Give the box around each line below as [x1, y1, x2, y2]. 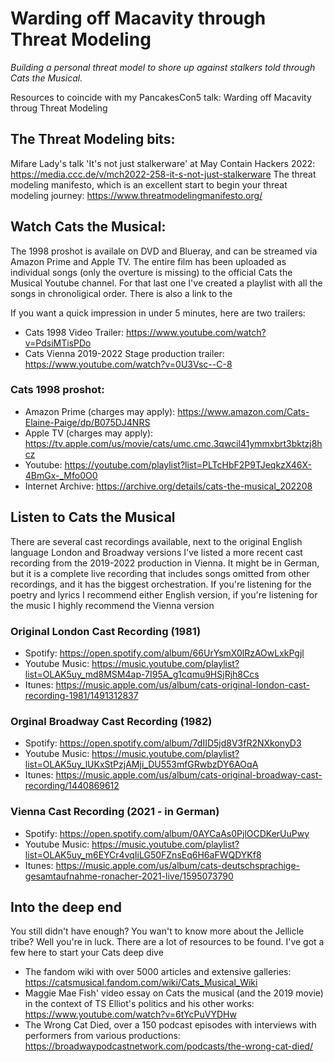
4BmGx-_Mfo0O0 [24, 469, 98, 481]
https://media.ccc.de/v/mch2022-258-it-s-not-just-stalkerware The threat [10, 168, 317, 180]
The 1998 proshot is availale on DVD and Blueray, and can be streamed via [10, 245, 318, 257]
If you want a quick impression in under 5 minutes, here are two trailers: [10, 307, 306, 319]
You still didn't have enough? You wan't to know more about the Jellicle [10, 925, 305, 937]
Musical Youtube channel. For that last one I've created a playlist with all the [10, 277, 323, 289]
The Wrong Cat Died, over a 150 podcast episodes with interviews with [24, 1019, 317, 1031]
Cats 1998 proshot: [10, 383, 105, 397]
